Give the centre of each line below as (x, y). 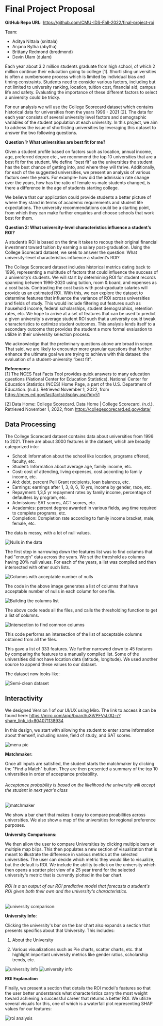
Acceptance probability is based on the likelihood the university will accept (80, 785)
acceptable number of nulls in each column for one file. (60, 591)
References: (18, 368)
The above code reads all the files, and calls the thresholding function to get (81, 610)
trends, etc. (24, 959)
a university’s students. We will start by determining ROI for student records (81, 277)
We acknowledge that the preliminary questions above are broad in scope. (79, 343)
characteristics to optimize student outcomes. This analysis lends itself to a (80, 324)
